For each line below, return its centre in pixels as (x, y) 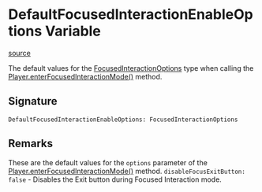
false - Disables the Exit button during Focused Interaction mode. (115, 179)
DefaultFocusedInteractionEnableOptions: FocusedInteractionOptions (123, 120)
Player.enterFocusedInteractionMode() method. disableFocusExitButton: (127, 171)
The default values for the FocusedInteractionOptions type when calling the (131, 68)
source (20, 53)
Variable (73, 31)
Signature (33, 101)
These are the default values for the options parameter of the (108, 162)
